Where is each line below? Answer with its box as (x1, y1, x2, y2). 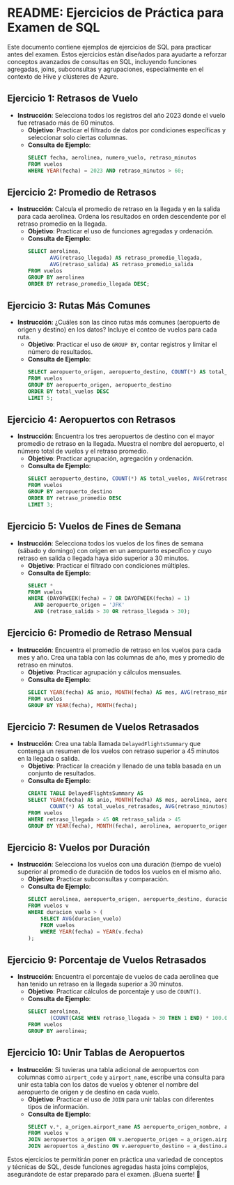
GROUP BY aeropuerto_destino (27, 488, 113, 495)
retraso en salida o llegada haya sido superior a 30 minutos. (17, 554, 189, 562)
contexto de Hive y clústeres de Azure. (7, 72, 119, 81)
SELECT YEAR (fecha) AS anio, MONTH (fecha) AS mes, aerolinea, (27, 796, 212, 804)
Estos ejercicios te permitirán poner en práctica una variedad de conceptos (7, 1155, 224, 1164)
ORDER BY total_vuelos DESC (27, 388, 109, 395)
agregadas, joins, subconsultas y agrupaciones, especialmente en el (7, 65, 204, 73)
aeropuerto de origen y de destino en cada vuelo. (17, 1087, 160, 1096)
